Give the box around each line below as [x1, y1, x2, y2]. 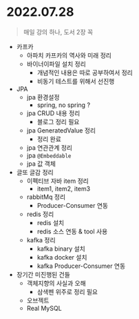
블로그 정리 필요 [36, 117, 80, 126]
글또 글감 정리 [16, 168, 54, 176]
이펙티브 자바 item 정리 [26, 177, 89, 185]
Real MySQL [26, 304, 63, 312]
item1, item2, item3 [36, 184, 91, 193]
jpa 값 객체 [26, 159, 56, 168]
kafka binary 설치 [36, 244, 85, 253]
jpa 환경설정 [26, 93, 60, 101]
